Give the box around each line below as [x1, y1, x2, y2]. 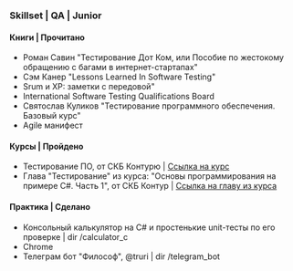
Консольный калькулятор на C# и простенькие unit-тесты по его [22, 222, 276, 233]
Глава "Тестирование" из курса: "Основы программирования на [22, 171, 277, 182]
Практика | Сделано [9, 201, 91, 212]
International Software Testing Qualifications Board [22, 91, 215, 102]
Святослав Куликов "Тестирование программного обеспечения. [22, 100, 276, 111]
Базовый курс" [22, 110, 81, 121]
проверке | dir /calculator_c [22, 231, 129, 242]
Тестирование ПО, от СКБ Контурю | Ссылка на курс [22, 161, 230, 172]
